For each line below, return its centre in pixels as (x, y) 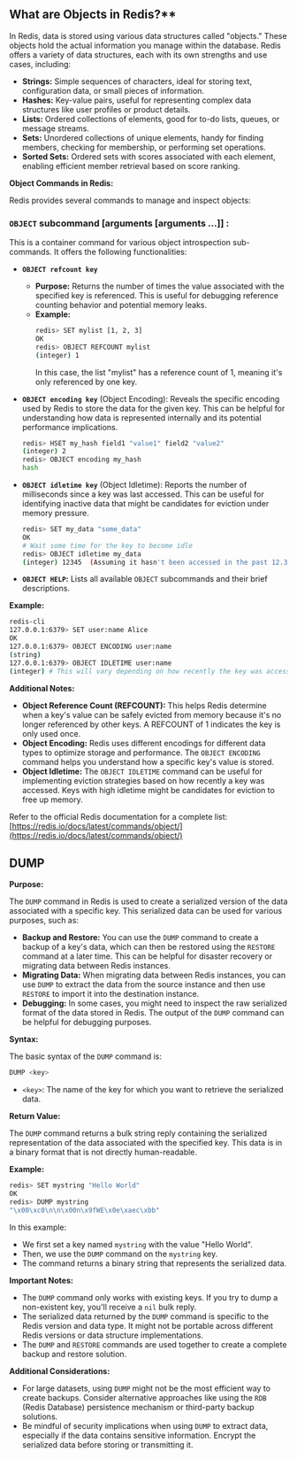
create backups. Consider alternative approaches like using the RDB (144, 1397)
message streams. (56, 128)
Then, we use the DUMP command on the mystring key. (120, 1254)
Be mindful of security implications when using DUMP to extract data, (145, 1425)
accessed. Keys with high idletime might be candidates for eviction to (148, 790)
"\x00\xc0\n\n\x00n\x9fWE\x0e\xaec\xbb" (85, 1210)
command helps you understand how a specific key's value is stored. (148, 761)
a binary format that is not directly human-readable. (103, 1152)
